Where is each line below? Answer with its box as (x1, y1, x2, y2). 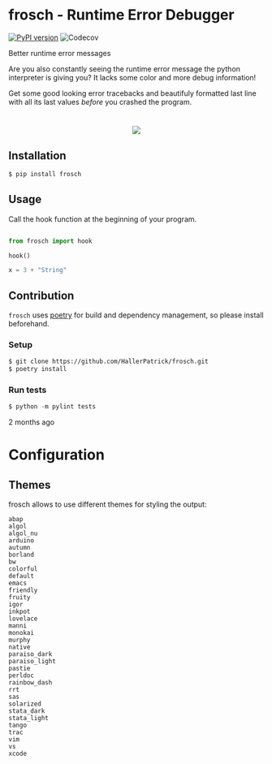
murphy (8, 636, 31, 645)
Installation (8, 149, 67, 162)
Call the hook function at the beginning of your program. (8, 214, 197, 224)
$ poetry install (8, 365, 67, 373)
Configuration (8, 446, 106, 464)
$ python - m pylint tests (8, 403, 96, 411)
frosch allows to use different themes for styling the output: (8, 499, 207, 509)
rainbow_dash (8, 679, 53, 687)
